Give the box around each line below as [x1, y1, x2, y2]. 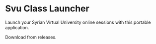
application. [5, 24, 29, 30]
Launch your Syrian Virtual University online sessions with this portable [5, 19, 151, 25]
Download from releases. [5, 34, 57, 40]
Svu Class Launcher [5, 3, 89, 14]
